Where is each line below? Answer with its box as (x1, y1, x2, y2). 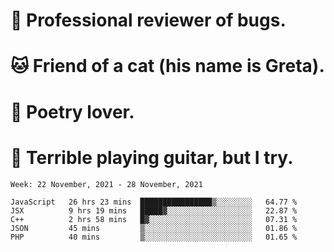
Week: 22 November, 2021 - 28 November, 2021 (10, 179, 203, 189)
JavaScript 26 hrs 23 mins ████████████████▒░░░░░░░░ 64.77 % (10, 197, 298, 207)
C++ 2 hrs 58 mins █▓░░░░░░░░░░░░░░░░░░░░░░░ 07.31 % (10, 214, 298, 224)
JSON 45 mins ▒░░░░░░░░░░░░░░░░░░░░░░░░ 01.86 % (10, 223, 298, 233)
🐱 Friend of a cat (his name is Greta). (10, 55, 325, 78)
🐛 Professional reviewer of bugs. (10, 9, 287, 32)
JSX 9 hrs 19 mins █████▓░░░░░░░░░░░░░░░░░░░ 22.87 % (10, 205, 298, 216)
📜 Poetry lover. (10, 100, 135, 123)
